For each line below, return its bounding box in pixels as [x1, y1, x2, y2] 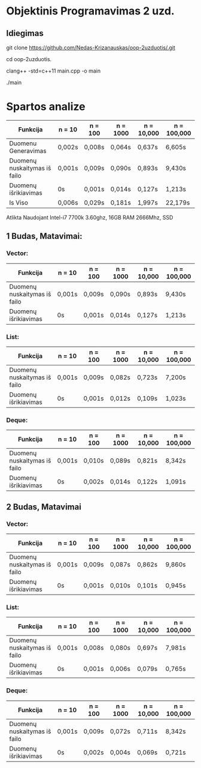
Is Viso [9, 198, 28, 206]
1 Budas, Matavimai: [6, 231, 83, 241]
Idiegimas [6, 28, 44, 38]
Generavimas [9, 146, 47, 155]
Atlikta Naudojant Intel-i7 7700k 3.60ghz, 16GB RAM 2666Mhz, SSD [6, 214, 173, 221]
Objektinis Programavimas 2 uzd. [6, 4, 175, 18]
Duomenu [9, 139, 37, 148]
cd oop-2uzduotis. [6, 56, 52, 62]
